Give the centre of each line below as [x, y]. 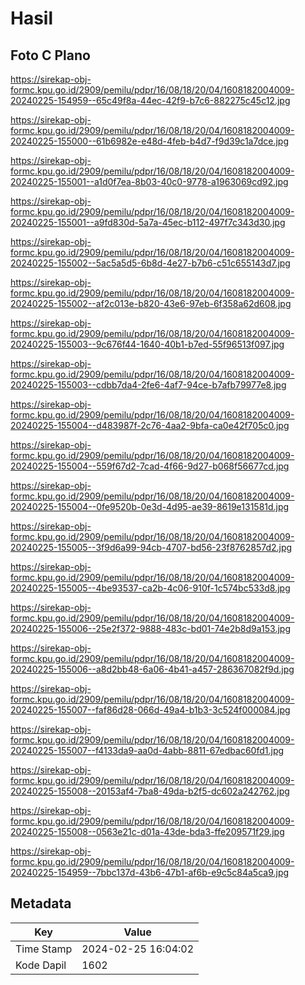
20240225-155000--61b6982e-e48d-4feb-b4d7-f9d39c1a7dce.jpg [149, 141]
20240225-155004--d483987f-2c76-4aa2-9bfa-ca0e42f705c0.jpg [150, 425]
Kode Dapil [41, 965]
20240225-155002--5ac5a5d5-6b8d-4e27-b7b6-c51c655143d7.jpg [150, 263]
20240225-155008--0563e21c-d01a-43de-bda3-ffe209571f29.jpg [147, 831]
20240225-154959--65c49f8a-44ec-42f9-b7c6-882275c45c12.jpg [150, 100]
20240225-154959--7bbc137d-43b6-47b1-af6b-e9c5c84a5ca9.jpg [150, 872]
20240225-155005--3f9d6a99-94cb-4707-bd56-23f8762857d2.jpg [151, 547]
